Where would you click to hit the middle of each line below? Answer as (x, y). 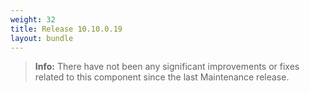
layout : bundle (42, 38)
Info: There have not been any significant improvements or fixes (167, 67)
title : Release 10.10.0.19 (66, 29)
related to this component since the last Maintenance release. (162, 77)
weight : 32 (33, 19)
